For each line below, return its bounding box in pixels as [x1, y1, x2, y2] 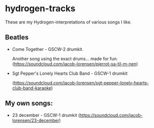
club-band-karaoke [12, 85, 51, 91]
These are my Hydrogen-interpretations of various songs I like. [5, 19, 132, 25]
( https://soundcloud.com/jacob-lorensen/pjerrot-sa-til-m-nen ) [12, 61, 138, 66]
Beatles [5, 33, 29, 42]
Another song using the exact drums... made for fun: [12, 56, 118, 62]
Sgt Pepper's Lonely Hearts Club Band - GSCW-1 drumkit [12, 70, 128, 76]
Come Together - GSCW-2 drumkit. [12, 46, 84, 52]
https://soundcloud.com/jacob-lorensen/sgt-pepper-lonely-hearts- [14, 80, 149, 85]
